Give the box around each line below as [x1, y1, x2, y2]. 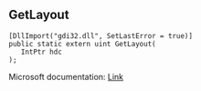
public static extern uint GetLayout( [8, 39, 156, 48]
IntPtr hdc [20, 47, 63, 56]
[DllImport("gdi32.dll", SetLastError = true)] [8, 31, 194, 40]
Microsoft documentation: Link [8, 71, 124, 82]
